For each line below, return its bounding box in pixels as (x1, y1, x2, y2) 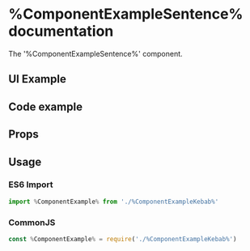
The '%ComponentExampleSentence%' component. (8, 49, 184, 58)
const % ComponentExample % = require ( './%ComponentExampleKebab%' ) (8, 235, 237, 243)
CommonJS (8, 216, 56, 228)
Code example (8, 100, 83, 113)
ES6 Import (8, 179, 53, 190)
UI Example (8, 72, 66, 86)
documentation (8, 22, 114, 40)
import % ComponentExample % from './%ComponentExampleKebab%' (8, 198, 219, 206)
